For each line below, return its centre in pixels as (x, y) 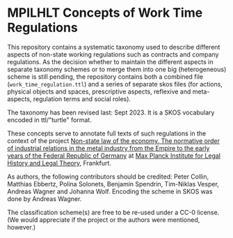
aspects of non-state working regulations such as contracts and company (113, 54)
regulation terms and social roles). (82, 98)
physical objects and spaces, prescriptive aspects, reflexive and (99, 91)
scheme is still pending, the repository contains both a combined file (105, 76)
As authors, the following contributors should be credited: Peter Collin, (108, 177)
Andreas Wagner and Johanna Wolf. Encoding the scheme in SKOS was (110, 191)
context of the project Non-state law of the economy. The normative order (114, 140)
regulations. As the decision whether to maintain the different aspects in (110, 61)
